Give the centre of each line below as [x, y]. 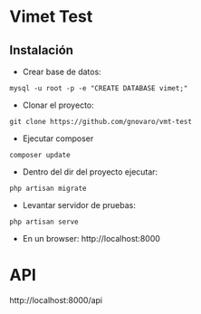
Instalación [42, 50]
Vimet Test [51, 17]
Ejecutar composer [58, 138]
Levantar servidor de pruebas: [79, 205]
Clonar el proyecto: [58, 105]
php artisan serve [44, 222]
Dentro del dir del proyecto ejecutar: [90, 172]
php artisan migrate [48, 188]
